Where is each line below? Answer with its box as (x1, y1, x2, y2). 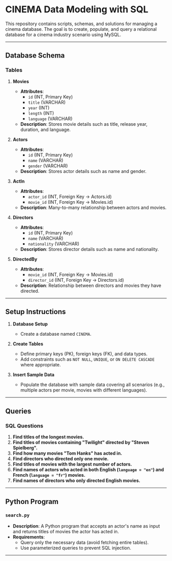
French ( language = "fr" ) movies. (12, 472, 85, 478)
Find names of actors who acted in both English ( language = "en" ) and (12, 467, 164, 473)
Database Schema (5, 51, 65, 60)
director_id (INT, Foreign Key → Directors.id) (28, 277, 124, 283)
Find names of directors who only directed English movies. (12, 477, 141, 483)
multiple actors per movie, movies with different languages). (20, 387, 147, 393)
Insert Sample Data (12, 372, 55, 378)
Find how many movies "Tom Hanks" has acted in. (12, 450, 122, 456)
